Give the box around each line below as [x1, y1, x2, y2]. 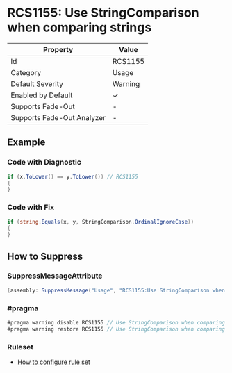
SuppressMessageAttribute [7, 271, 103, 281]
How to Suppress [7, 250, 83, 262]
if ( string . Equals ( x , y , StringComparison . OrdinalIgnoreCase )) [7, 218, 194, 225]
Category [10, 67, 42, 77]
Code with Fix [7, 203, 55, 213]
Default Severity [10, 78, 64, 88]
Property [42, 44, 74, 54]
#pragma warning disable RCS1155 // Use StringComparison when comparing [7, 320, 226, 326]
